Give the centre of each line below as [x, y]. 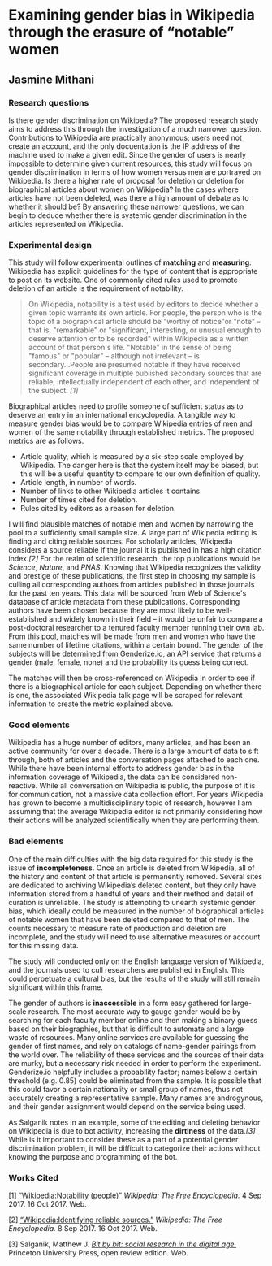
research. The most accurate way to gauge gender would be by [134, 1011]
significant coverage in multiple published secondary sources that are [145, 373]
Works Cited [34, 1177]
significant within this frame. [56, 987]
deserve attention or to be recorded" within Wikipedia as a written [138, 339]
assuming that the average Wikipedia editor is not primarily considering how [136, 812]
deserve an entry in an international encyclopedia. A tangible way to [122, 415]
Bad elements [36, 841]
